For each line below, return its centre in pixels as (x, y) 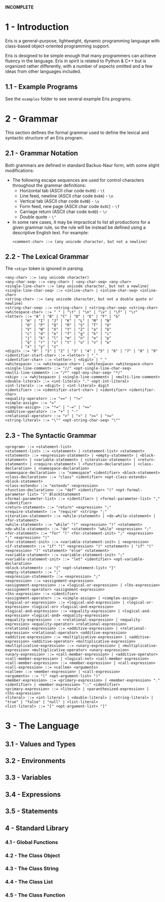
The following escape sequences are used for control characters (78, 180)
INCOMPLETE (20, 7)
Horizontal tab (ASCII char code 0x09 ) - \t (62, 190)
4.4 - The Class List (29, 882)
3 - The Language (42, 726)
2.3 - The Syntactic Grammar (51, 435)
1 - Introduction (37, 27)
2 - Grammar (32, 119)
